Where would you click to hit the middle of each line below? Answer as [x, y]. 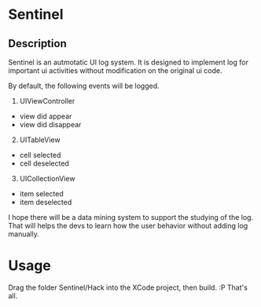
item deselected [46, 202]
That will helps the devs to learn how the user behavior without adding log [128, 226]
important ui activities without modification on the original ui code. [115, 71]
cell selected [40, 155]
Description [37, 44]
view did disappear [50, 124]
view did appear [46, 116]
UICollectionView [47, 179]
